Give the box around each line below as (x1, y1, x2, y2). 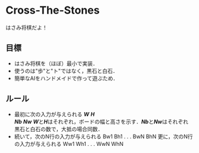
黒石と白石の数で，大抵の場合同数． (14, 125, 104, 132)
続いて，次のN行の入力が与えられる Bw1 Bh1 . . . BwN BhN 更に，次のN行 (14, 133, 193, 140)
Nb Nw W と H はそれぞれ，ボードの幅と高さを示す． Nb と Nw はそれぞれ (14, 118, 189, 125)
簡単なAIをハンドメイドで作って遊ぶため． (14, 75, 119, 82)
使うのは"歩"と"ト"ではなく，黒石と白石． (14, 67, 119, 74)
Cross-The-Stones (5, 4, 100, 17)
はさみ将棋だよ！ (5, 24, 48, 31)
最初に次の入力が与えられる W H (14, 110, 95, 117)
